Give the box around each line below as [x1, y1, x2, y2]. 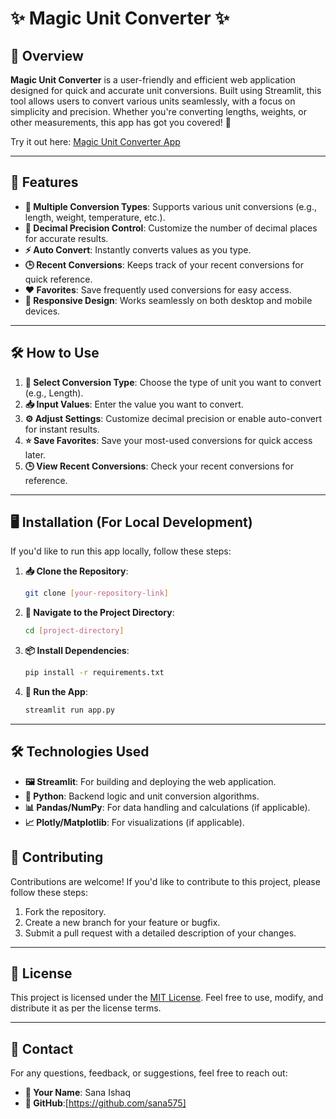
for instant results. [24, 423, 100, 435]
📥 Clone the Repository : [24, 565, 129, 577]
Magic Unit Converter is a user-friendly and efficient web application [10, 74, 296, 86]
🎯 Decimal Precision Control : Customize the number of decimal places [24, 222, 318, 234]
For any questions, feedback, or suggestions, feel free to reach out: [10, 1067, 288, 1079]
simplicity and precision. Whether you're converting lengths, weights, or [10, 106, 307, 117]
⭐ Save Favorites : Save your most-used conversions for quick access [24, 434, 313, 446]
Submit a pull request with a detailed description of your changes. [24, 927, 297, 939]
